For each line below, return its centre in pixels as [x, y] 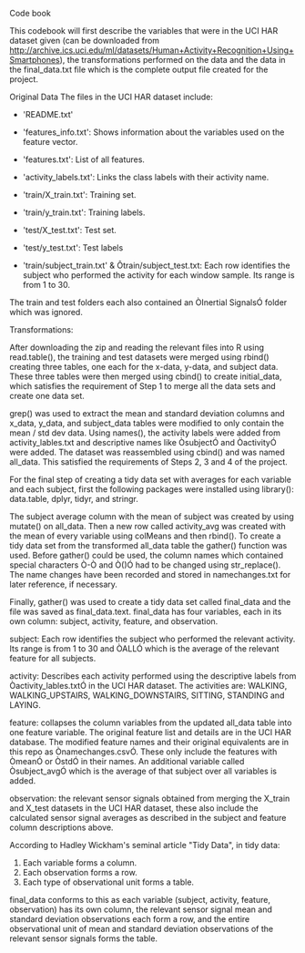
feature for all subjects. [53, 658]
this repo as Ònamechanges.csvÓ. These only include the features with [143, 752]
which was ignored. [46, 312]
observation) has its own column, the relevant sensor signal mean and [141, 909]
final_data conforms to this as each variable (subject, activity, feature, [140, 900]
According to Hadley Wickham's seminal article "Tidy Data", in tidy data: [145, 845]
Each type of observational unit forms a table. [108, 882]
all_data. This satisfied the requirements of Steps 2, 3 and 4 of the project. [149, 462]
